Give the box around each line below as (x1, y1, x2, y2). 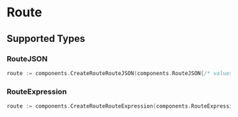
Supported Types (6, 33, 86, 45)
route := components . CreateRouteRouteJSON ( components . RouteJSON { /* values (6, 69, 233, 77)
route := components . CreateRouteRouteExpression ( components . (6, 103, 192, 110)
